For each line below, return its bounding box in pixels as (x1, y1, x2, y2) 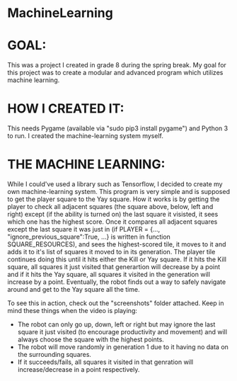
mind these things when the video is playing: (7, 307, 138, 314)
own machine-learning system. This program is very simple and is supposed (7, 188, 230, 195)
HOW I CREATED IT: (7, 101, 125, 117)
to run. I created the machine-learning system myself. (7, 132, 164, 140)
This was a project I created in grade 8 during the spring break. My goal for (7, 61, 226, 69)
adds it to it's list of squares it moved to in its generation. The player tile (7, 248, 216, 256)
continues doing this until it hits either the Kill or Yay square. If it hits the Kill (7, 255, 226, 263)
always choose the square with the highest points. (17, 335, 164, 343)
